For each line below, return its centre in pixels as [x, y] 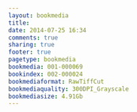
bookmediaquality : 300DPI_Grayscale [68, 89]
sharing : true [32, 45]
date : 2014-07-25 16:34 [48, 30]
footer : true [30, 52]
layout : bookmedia [38, 15]
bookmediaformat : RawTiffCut [56, 81]
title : [19, 23]
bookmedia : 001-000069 [46, 67]
